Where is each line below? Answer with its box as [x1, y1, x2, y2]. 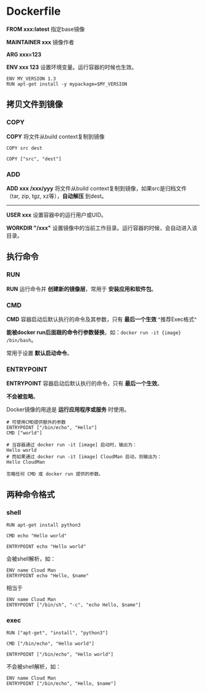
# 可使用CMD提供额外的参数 [6, 419, 66, 426]
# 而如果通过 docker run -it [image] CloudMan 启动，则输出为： [6, 454, 162, 460]
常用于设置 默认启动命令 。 [6, 349, 72, 357]
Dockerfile [6, 4, 61, 18]
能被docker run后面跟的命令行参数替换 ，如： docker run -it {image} [6, 329, 181, 336]
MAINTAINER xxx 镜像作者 [6, 38, 75, 45]
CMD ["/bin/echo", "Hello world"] [6, 640, 95, 647]
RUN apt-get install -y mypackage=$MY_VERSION [6, 81, 128, 87]
